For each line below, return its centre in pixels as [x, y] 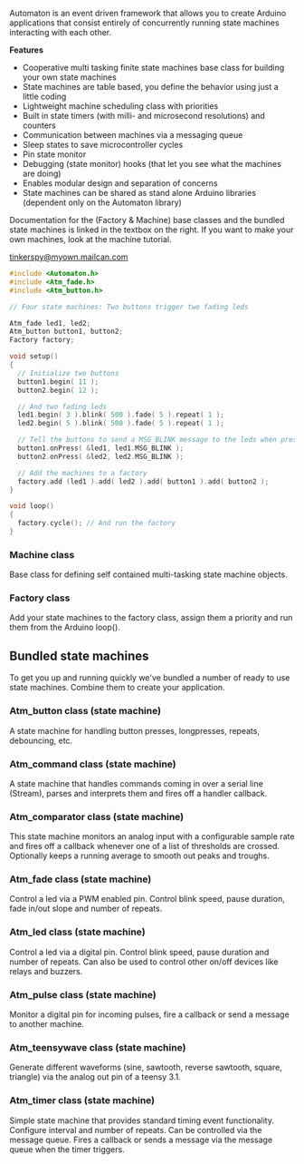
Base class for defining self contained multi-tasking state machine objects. [148, 574]
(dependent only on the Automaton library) [102, 202]
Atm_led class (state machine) [78, 932]
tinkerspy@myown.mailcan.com [69, 257]
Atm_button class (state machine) [85, 711]
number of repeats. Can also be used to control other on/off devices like [144, 962]
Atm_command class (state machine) [93, 764]
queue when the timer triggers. [67, 1149]
